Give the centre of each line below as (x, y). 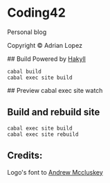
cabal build (24, 71)
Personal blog (27, 32)
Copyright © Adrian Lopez (45, 45)
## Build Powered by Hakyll (47, 59)
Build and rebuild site (54, 112)
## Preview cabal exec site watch (55, 90)
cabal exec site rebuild (43, 134)
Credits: (25, 156)
